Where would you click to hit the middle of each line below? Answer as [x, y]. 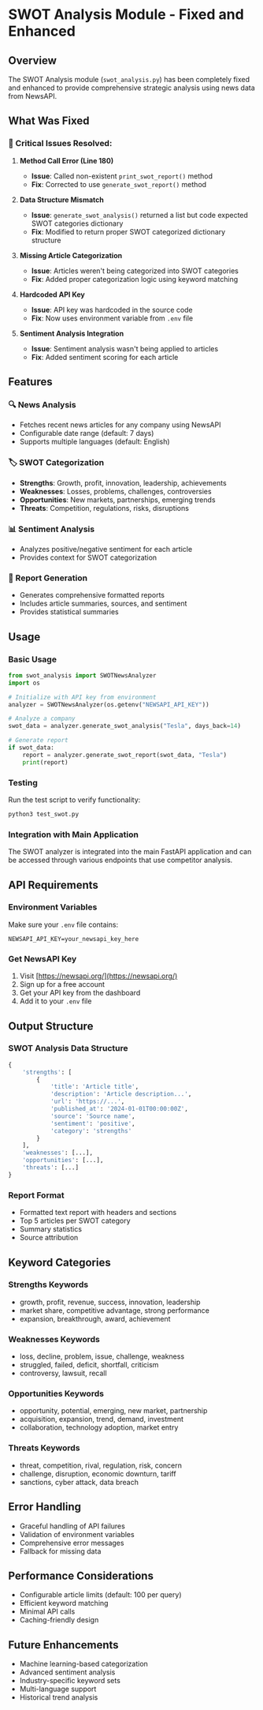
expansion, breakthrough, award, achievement [95, 1318]
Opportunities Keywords [56, 1393]
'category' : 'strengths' [91, 1131]
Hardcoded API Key [52, 294]
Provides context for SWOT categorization [88, 557]
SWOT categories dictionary [77, 223]
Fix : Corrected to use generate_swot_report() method [119, 184]
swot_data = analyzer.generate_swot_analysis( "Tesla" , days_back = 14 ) [125, 726]
